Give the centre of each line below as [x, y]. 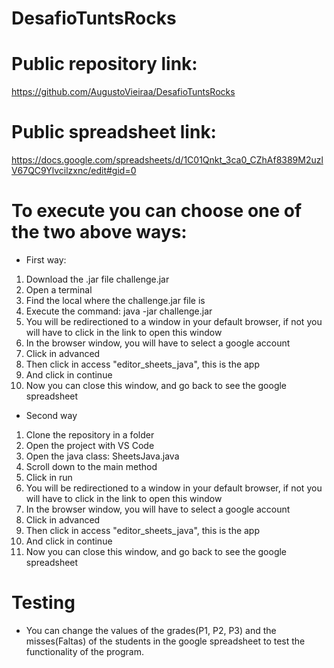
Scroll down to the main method [91, 466]
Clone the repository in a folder [90, 435]
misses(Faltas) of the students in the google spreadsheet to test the [165, 641]
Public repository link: [104, 64]
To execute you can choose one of [157, 211]
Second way [51, 415]
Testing [43, 603]
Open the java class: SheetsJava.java [102, 456]
